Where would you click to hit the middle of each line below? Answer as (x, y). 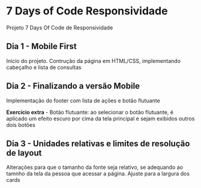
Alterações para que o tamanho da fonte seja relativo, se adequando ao (95, 167)
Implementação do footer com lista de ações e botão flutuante (83, 101)
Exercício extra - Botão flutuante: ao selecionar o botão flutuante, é (90, 112)
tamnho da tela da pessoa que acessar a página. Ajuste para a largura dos (98, 174)
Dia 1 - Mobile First (41, 46)
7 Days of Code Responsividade (87, 11)
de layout (24, 153)
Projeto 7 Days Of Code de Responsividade (60, 28)
